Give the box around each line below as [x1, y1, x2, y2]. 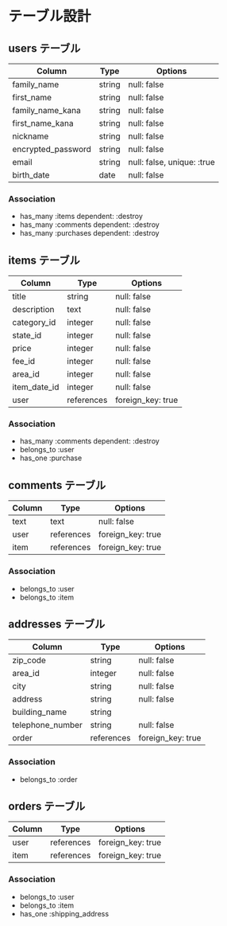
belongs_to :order [19, 774, 78, 784]
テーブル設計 [8, 7, 91, 25]
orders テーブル [8, 799, 86, 813]
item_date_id [12, 381, 60, 393]
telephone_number [12, 720, 83, 731]
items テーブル [8, 253, 81, 267]
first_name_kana [12, 118, 74, 128]
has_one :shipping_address [19, 908, 110, 918]
